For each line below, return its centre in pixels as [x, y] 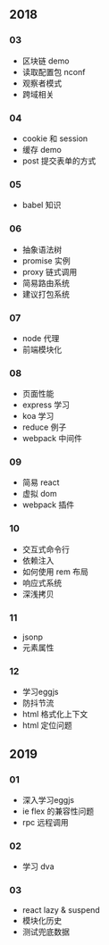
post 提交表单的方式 [59, 161]
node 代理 [41, 338]
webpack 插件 [48, 505]
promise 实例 [46, 260]
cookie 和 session [55, 138]
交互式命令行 [46, 549]
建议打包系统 [46, 294]
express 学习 [46, 405]
